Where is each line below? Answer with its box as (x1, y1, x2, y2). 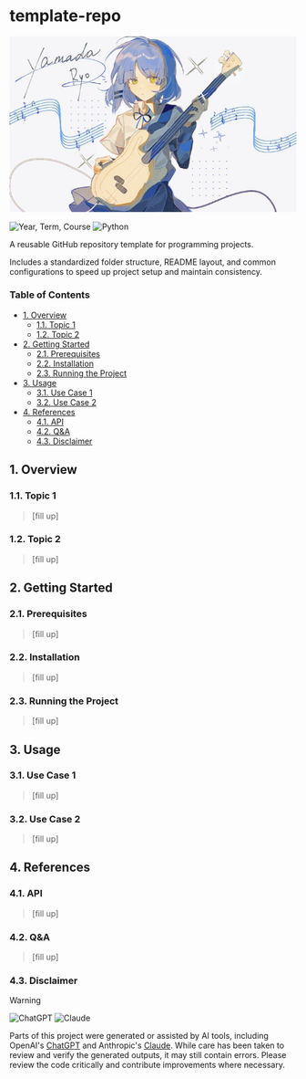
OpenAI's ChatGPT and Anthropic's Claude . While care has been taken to (9, 1040, 285, 1051)
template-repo (9, 5, 121, 26)
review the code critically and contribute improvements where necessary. (9, 1060, 285, 1071)
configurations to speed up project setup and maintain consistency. (9, 266, 262, 277)
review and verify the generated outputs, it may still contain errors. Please (9, 1050, 287, 1061)
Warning (9, 995, 41, 1006)
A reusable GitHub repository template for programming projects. (9, 238, 254, 249)
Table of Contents (9, 288, 91, 301)
